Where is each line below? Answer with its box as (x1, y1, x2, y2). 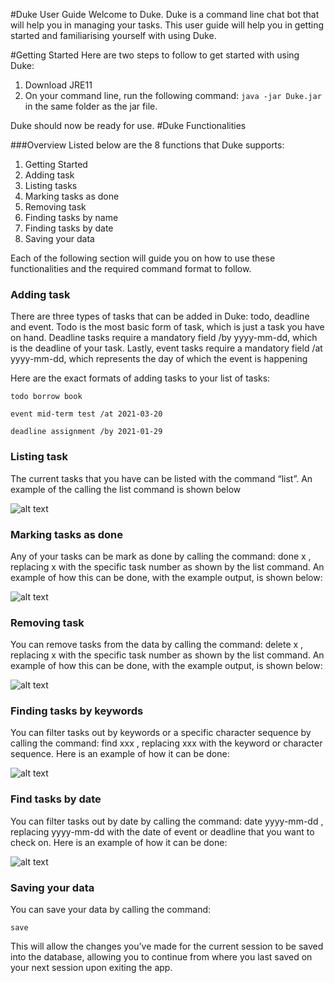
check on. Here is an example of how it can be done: (10, 836, 228, 848)
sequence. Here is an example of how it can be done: (10, 748, 230, 760)
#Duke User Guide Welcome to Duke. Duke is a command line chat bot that (10, 9, 320, 20)
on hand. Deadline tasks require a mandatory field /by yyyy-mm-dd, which (10, 332, 318, 344)
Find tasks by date (10, 792, 102, 806)
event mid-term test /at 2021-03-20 (10, 409, 163, 419)
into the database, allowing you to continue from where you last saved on (10, 951, 313, 963)
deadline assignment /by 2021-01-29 (10, 427, 163, 437)
